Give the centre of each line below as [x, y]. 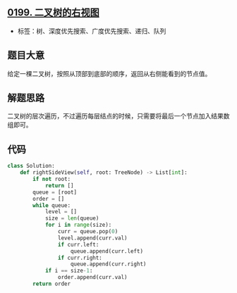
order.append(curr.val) [93, 278]
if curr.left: [78, 244]
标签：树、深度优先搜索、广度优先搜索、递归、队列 [92, 31]
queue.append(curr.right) [108, 264]
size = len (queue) [72, 218]
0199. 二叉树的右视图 [54, 13]
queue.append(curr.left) [107, 251]
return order [52, 284]
